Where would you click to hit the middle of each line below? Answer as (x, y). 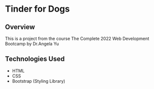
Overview (20, 27)
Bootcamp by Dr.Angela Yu (32, 44)
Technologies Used (35, 59)
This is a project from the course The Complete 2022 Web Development (77, 38)
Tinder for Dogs (37, 9)
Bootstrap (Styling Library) (39, 81)
